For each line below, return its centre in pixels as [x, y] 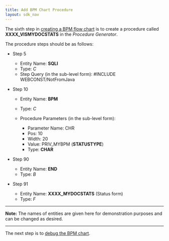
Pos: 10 [35, 133]
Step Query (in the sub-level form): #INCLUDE [68, 74]
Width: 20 [38, 139]
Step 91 [20, 184]
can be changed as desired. [34, 218]
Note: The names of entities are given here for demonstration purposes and [84, 213]
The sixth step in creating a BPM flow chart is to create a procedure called [82, 29]
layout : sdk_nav [22, 15]
